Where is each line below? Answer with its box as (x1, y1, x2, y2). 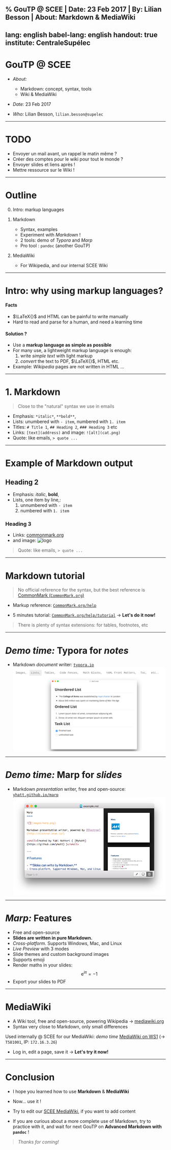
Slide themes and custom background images (12, 951, 109, 957)
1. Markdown (5, 386, 61, 398)
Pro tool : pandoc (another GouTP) (20, 242, 91, 248)
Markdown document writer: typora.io (12, 662, 94, 668)
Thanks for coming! (17, 1139, 60, 1145)
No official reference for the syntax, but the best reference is (17, 587, 145, 593)
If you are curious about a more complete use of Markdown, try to (12, 1118, 151, 1124)
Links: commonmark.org (12, 532, 64, 538)
